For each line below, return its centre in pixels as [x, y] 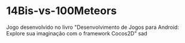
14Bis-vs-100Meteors [61, 11]
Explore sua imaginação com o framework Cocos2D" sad [77, 33]
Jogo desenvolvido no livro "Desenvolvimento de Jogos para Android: [93, 27]
